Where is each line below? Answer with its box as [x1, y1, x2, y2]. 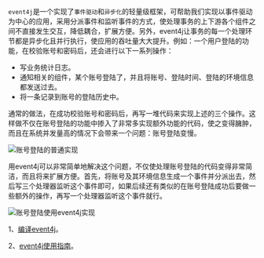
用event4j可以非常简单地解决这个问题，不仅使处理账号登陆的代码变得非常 [8, 162, 246, 171]
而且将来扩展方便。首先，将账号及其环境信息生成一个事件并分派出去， [21, 172, 249, 180]
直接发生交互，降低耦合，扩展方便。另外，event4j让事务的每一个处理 [21, 27, 246, 35]
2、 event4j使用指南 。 [8, 242, 79, 250]
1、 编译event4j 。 [8, 224, 63, 234]
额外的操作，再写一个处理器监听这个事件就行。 [14, 191, 167, 200]
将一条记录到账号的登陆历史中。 [19, 93, 123, 101]
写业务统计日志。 [19, 63, 75, 72]
